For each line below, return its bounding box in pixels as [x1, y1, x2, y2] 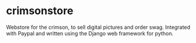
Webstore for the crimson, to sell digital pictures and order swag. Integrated [6, 24, 191, 31]
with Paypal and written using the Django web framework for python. [6, 29, 174, 37]
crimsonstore [6, 4, 74, 18]
